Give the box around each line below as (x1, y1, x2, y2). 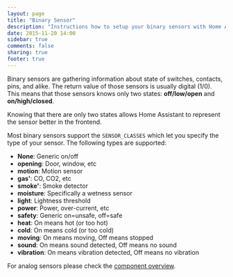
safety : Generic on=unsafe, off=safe (17, 211, 123, 219)
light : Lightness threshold (17, 196, 92, 205)
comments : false (7, 42, 54, 49)
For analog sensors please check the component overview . (7, 262, 176, 270)
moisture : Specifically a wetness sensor (17, 189, 133, 197)
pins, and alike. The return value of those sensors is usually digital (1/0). (7, 81, 213, 90)
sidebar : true (7, 36, 49, 43)
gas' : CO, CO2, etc (17, 174, 71, 182)
